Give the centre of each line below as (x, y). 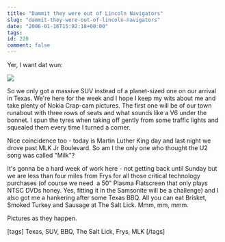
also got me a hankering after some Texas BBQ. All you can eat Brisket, (107, 197)
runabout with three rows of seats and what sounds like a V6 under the (107, 113)
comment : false (29, 45)
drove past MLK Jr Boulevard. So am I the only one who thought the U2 (107, 148)
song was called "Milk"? (41, 155)
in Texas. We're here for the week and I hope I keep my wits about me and (111, 98)
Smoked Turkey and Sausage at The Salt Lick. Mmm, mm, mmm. (98, 205)
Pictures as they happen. (42, 218)
